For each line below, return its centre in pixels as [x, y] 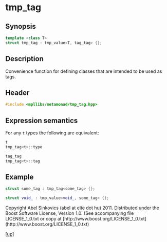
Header [17, 93]
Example [20, 177]
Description [24, 59]
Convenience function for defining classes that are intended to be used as [84, 71]
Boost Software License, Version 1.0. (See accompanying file [70, 213]
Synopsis [21, 26]
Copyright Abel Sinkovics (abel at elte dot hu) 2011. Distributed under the [82, 208]
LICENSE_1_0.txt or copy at [33, 219]
